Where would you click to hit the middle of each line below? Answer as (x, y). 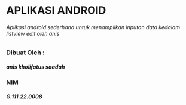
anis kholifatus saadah (36, 67)
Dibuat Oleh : (25, 52)
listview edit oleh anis (33, 33)
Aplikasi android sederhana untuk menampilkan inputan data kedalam (93, 27)
